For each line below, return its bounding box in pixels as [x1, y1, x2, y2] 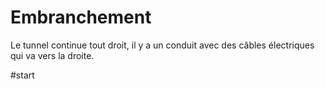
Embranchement [10, 6, 152, 29]
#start [10, 69, 35, 81]
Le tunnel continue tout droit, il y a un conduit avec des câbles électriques [10, 39, 315, 51]
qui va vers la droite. [10, 49, 95, 61]
